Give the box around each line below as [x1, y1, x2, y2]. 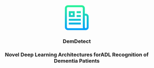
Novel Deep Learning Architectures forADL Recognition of [5, 51, 149, 58]
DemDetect [62, 38, 91, 45]
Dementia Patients [54, 57, 100, 64]
